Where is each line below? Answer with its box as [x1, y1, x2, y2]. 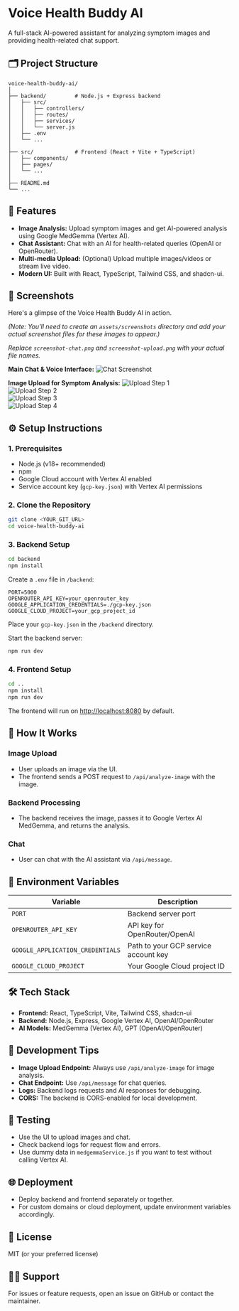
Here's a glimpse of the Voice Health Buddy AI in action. [8, 309, 172, 317]
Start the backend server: [8, 634, 83, 643]
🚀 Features [8, 205, 57, 218]
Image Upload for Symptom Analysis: [8, 379, 121, 387]
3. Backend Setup [8, 540, 70, 550]
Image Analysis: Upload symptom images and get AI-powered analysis [18, 224, 228, 232]
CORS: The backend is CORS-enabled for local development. [18, 1093, 198, 1102]
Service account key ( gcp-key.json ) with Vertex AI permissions [18, 482, 203, 491]
